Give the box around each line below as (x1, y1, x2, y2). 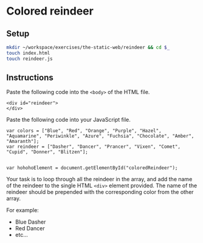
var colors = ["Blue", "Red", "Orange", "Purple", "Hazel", (6, 128, 162, 134)
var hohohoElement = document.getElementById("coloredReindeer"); (6, 165, 178, 171)
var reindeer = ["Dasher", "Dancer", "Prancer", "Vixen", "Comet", (6, 144, 181, 150)
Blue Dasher (15, 218, 46, 225)
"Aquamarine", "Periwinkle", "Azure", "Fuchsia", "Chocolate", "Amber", (6, 133, 194, 139)
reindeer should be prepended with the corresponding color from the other (6, 188, 194, 196)
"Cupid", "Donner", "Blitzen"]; (6, 149, 88, 155)
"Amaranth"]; (6, 138, 40, 145)
